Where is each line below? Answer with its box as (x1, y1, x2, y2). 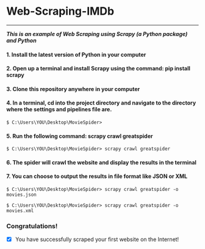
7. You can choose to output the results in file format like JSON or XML (6, 173, 188, 180)
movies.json (6, 191, 37, 198)
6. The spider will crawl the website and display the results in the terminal (6, 158, 197, 166)
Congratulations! (6, 221, 58, 230)
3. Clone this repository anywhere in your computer (6, 85, 140, 92)
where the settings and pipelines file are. (6, 106, 112, 113)
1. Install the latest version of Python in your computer (6, 51, 146, 58)
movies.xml (6, 207, 34, 214)
